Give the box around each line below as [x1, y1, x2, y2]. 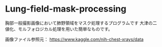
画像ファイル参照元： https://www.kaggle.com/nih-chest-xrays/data [5, 36, 144, 42]
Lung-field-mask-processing [5, 3, 127, 15]
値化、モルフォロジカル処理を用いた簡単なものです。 [5, 26, 113, 32]
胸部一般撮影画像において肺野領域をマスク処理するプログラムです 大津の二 [5, 20, 158, 26]
